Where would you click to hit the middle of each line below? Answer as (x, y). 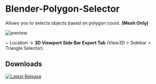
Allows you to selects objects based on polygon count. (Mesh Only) (77, 23)
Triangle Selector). (25, 48)
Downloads (24, 64)
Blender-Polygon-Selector (63, 9)
